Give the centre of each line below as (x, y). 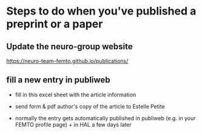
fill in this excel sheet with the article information (76, 95)
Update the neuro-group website (69, 46)
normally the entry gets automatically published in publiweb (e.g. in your (105, 118)
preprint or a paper (55, 24)
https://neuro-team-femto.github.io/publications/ (67, 61)
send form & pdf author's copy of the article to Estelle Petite (90, 106)
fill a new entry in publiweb (58, 80)
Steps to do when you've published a (101, 11)
